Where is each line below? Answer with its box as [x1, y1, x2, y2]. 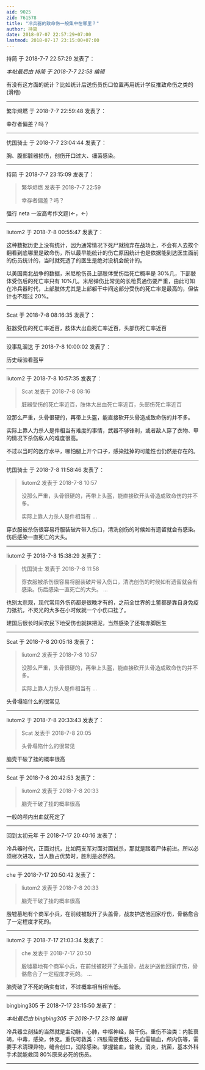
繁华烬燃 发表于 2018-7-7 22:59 [21, 184, 101, 191]
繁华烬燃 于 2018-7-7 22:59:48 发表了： [6, 108, 107, 114]
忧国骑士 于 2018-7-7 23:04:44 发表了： [6, 139, 107, 146]
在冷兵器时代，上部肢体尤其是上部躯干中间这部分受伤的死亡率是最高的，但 [6, 285, 193, 292]
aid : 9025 [6, 9, 32, 15]
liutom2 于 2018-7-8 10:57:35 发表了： [6, 375, 103, 382]
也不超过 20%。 [11, 293, 52, 300]
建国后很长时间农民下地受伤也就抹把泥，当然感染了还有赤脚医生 [6, 619, 167, 627]
